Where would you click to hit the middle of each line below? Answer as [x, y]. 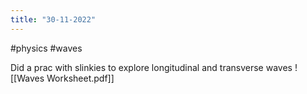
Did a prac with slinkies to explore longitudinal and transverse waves [151, 67]
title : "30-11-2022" [53, 19]
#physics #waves [46, 48]
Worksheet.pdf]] [80, 78]
